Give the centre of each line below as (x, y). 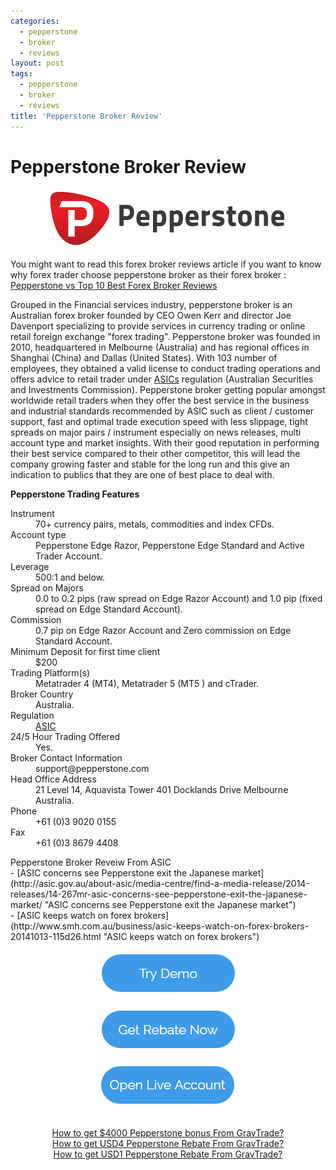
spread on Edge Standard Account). (109, 609)
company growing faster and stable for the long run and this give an (150, 464)
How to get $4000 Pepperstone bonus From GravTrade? (168, 1133)
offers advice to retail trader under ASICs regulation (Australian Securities (162, 379)
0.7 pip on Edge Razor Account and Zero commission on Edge (163, 631)
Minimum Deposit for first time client (85, 652)
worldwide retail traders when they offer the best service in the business (160, 401)
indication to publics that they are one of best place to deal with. (142, 475)
